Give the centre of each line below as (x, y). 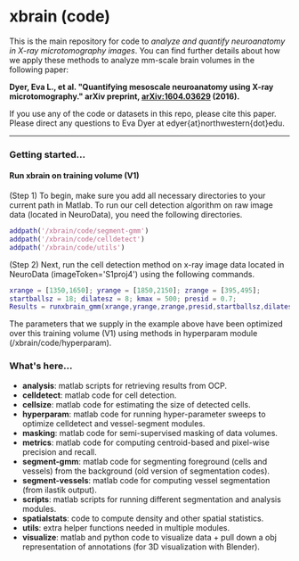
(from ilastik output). (60, 490)
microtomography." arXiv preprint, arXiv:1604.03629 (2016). (125, 96)
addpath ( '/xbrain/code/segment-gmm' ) (79, 231)
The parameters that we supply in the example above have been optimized (146, 324)
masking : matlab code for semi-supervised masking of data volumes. (150, 433)
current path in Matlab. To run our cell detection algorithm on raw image (141, 205)
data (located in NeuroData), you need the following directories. (126, 215)
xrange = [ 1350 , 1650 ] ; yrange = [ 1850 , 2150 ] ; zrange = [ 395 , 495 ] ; (135, 290)
